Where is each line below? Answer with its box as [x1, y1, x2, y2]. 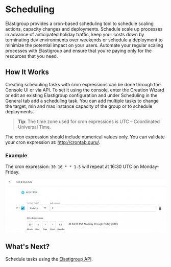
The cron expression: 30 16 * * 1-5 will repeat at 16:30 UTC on [5, 163, 139, 169]
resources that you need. [5, 53, 58, 59]
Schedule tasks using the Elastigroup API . [5, 256, 93, 262]
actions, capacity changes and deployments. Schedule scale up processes [5, 26, 163, 32]
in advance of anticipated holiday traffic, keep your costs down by [5, 31, 144, 37]
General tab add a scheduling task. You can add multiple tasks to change [5, 98, 159, 104]
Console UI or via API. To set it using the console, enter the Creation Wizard [5, 87, 164, 93]
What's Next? [5, 242, 50, 251]
